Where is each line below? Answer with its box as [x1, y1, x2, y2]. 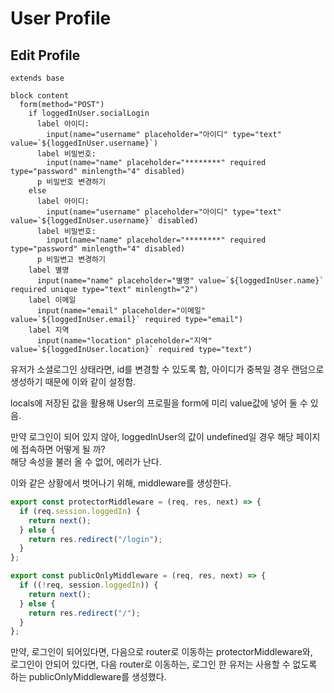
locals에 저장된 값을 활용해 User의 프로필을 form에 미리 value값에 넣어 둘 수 [10, 397, 308, 409]
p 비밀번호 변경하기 [36, 177, 106, 187]
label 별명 [28, 265, 70, 275]
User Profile [10, 7, 112, 30]
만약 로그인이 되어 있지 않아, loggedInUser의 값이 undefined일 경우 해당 [10, 431, 294, 442]
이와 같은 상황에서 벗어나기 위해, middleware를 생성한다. [10, 477, 232, 489]
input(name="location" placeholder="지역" [36, 336, 213, 346]
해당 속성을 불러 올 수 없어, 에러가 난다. [10, 456, 162, 467]
